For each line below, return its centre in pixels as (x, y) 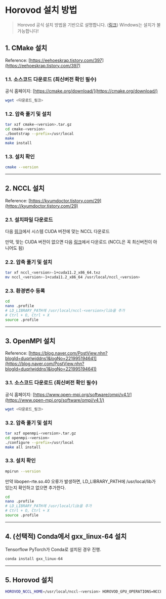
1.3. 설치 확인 (20, 156)
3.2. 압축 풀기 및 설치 (29, 422)
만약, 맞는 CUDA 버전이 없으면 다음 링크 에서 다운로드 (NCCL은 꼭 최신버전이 (79, 242)
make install (19, 143)
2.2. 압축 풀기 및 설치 (29, 262)
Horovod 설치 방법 (41, 10)
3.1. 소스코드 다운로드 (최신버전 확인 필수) (51, 383)
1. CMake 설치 (26, 48)
